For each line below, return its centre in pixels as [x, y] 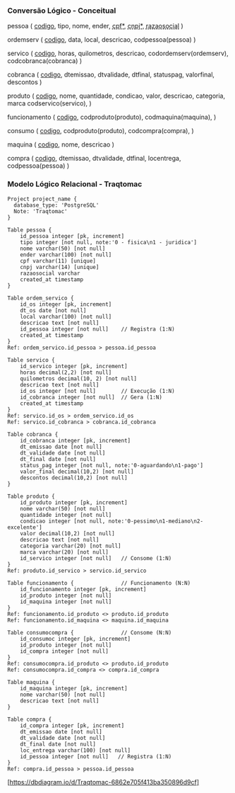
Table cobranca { [33, 434]
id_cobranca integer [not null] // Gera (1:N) [91, 397]
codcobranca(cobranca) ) [45, 61]
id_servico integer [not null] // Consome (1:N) [96, 558]
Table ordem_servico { [41, 298]
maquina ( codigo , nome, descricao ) [61, 144]
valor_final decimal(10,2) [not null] [77, 472]
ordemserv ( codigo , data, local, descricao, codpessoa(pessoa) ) [102, 40]
